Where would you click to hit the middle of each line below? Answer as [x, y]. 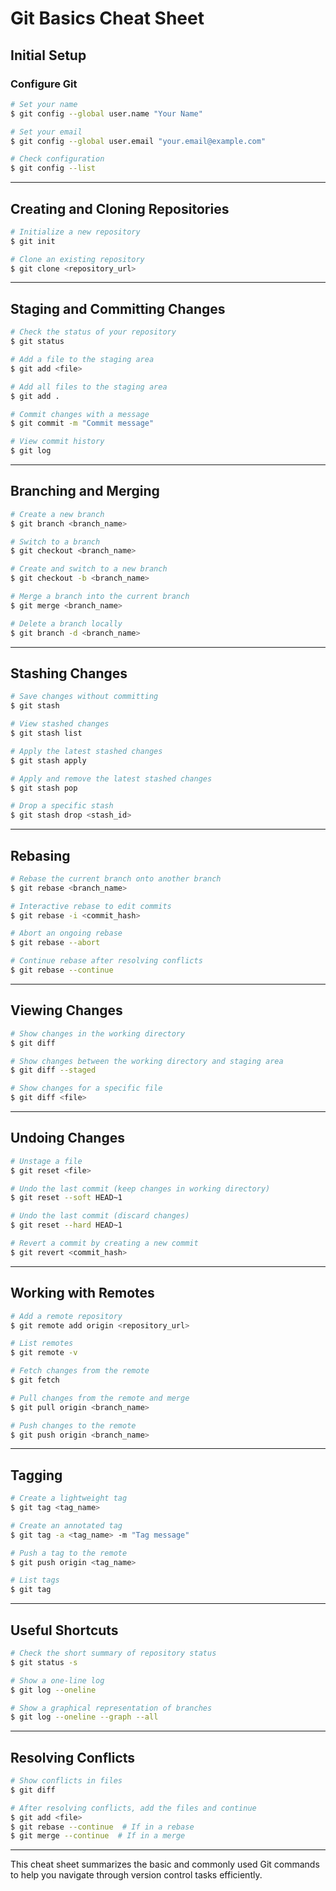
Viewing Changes [66, 1010]
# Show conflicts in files [66, 1781]
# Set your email [46, 132]
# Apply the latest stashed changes [86, 751]
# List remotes [42, 1343]
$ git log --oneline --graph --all [84, 1717]
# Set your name [44, 104]
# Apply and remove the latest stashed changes [111, 778]
